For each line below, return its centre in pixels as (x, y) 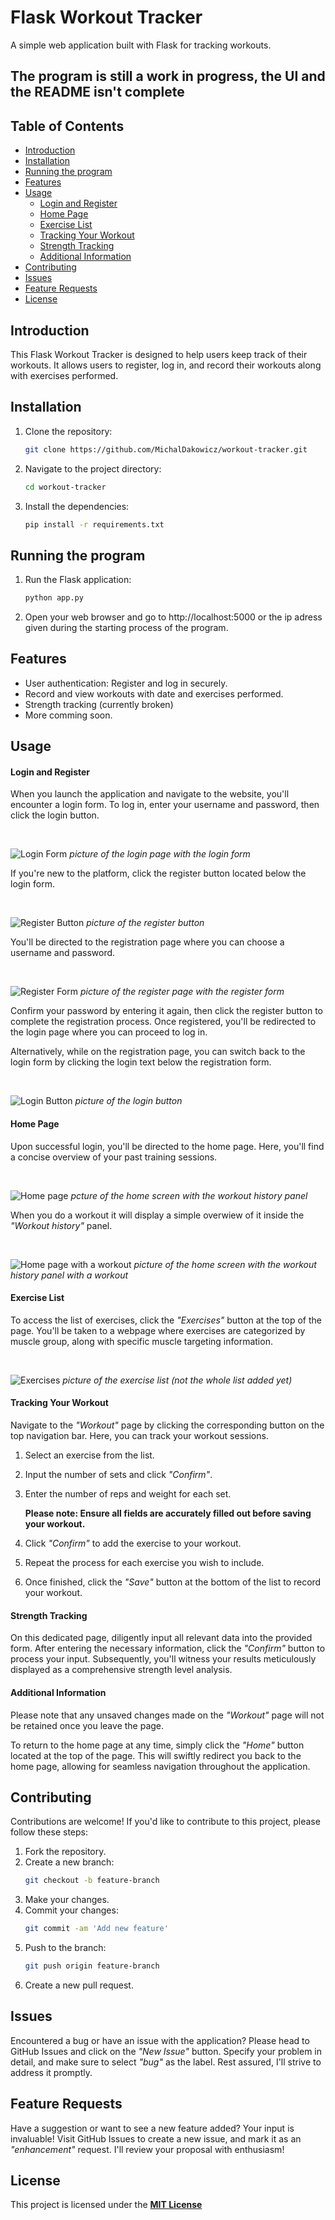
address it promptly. (51, 2072)
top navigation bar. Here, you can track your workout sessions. (139, 1436)
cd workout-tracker (65, 487)
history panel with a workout (69, 1275)
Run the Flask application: (78, 580)
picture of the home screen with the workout (225, 1264)
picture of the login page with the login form (160, 854)
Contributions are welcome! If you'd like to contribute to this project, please (165, 1822)
